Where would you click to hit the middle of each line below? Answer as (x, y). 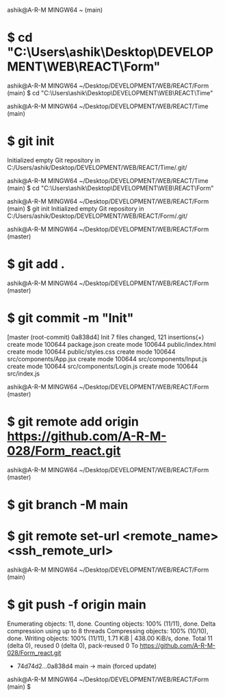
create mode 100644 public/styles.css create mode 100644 (91, 352)
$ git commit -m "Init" (70, 318)
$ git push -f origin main (77, 604)
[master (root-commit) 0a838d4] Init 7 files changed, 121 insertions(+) (106, 337)
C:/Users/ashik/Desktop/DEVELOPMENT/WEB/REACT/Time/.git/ (97, 167)
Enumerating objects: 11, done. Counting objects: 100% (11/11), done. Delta (111, 624)
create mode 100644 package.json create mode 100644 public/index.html (112, 344)
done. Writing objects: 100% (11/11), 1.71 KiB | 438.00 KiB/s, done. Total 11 (110, 638)
